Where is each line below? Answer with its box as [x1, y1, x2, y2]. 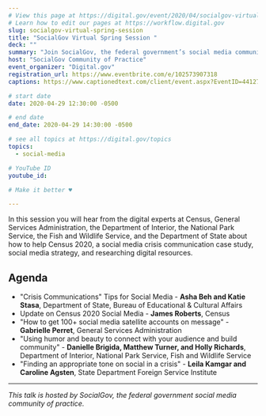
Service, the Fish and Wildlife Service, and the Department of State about [8, 231, 248, 241]
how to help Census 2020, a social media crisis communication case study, [8, 240, 254, 249]
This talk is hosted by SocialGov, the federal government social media [8, 391, 237, 400]
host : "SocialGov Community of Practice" [8, 56, 147, 64]
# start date [8, 92, 51, 100]
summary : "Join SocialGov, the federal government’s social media [8, 48, 232, 56]
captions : [8, 78, 41, 85]
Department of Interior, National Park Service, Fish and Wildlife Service [19, 351, 252, 361]
